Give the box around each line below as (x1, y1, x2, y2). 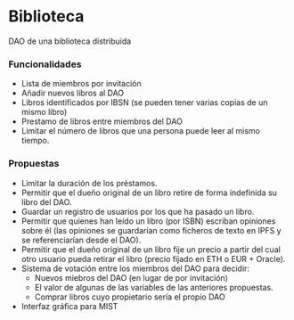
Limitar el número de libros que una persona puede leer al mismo (20, 126, 260, 136)
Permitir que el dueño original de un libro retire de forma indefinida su (20, 187, 278, 198)
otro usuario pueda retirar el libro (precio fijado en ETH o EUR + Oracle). (20, 253, 286, 264)
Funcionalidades (8, 58, 82, 70)
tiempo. (20, 135, 50, 146)
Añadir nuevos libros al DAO (20, 87, 125, 99)
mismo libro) (20, 107, 68, 118)
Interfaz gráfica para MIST (20, 300, 118, 311)
